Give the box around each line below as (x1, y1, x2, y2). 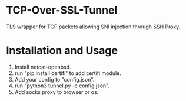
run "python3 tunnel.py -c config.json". (14, 82, 110, 89)
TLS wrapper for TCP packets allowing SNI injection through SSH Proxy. (6, 23, 181, 30)
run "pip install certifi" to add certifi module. (14, 69, 122, 77)
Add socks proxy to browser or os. (14, 88, 99, 95)
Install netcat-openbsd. (14, 63, 72, 70)
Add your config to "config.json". (14, 76, 95, 83)
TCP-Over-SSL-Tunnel (6, 4, 118, 17)
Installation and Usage (6, 44, 118, 57)
